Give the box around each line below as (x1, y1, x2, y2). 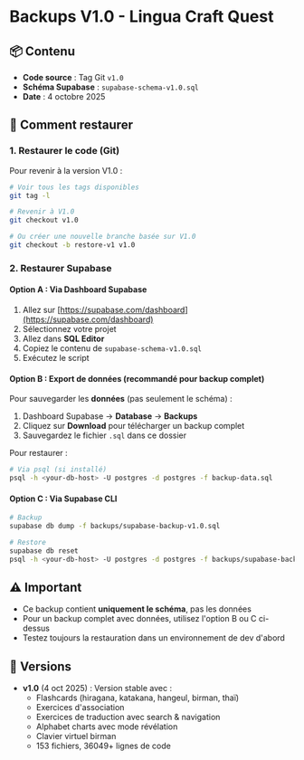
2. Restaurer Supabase (9, 261, 112, 274)
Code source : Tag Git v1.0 (22, 72, 124, 82)
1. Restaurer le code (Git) (9, 145, 120, 157)
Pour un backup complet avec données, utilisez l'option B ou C (22, 613, 257, 624)
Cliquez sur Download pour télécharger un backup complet (22, 421, 245, 432)
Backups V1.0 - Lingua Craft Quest (9, 6, 274, 27)
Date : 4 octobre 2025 (22, 91, 106, 101)
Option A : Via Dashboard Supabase (9, 284, 147, 295)
